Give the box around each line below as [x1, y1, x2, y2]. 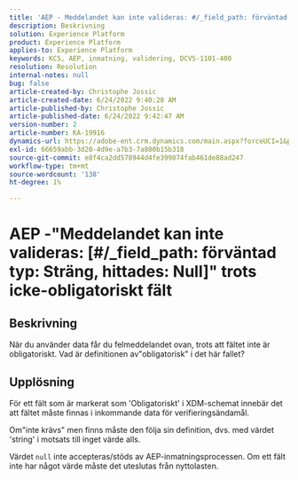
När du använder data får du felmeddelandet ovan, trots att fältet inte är [9, 339, 271, 350]
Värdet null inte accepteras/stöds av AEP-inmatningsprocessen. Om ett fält [9, 451, 286, 461]
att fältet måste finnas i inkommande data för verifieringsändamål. [9, 407, 250, 418]
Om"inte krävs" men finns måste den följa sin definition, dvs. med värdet [9, 424, 275, 435]
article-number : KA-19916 [9, 129, 105, 138]
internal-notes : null [9, 71, 90, 80]
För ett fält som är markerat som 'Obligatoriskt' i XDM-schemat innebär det [9, 397, 284, 408]
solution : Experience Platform [9, 29, 125, 38]
